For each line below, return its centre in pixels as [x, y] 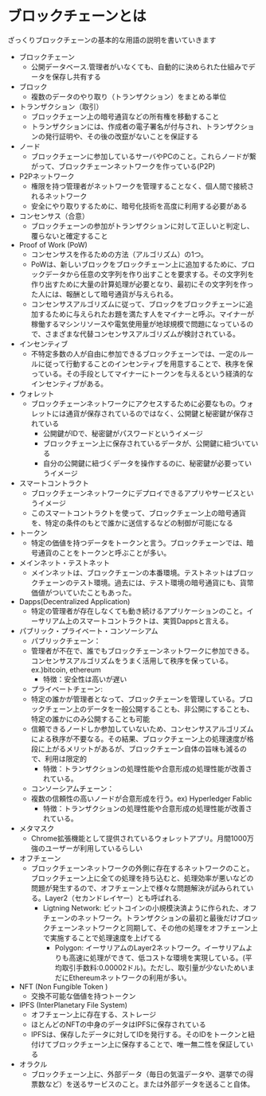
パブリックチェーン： [66, 641]
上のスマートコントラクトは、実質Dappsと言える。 [149, 621]
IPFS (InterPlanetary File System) [73, 1004]
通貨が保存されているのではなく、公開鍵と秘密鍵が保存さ [160, 413]
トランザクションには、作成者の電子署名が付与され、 [118, 126]
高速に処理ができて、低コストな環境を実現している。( [157, 958]
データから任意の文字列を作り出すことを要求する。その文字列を [150, 274]
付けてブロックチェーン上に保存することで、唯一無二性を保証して [139, 1044]
